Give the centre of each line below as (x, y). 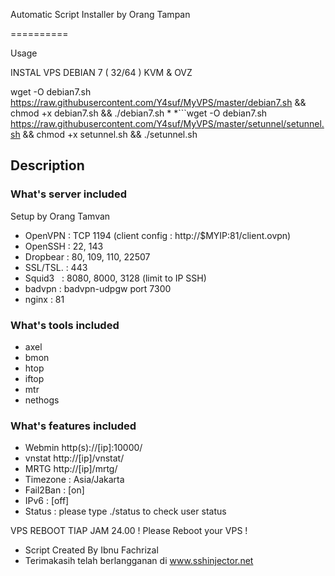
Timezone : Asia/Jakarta (74, 480)
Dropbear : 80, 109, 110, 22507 (87, 256)
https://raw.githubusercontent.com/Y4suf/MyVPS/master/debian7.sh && (158, 102)
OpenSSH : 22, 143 (64, 246)
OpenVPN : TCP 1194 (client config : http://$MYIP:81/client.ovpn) (158, 235)
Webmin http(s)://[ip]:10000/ (83, 448)
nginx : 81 (44, 299)
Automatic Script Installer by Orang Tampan (100, 14)
